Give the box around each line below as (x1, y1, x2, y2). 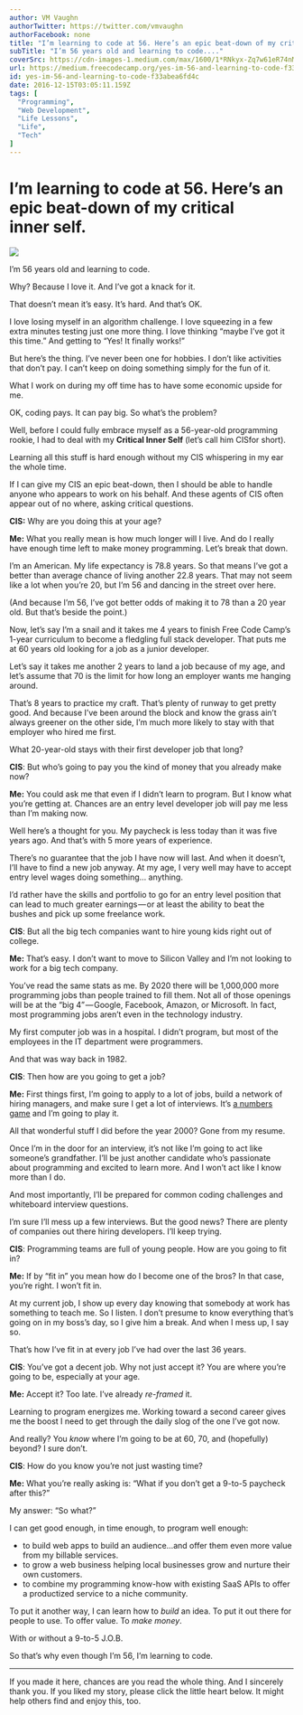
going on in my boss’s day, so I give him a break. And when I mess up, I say (9, 1316, 289, 1327)
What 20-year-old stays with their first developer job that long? (9, 743, 243, 755)
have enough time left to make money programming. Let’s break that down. (9, 542, 289, 553)
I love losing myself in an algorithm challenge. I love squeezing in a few (9, 316, 273, 326)
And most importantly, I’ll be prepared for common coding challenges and (9, 1189, 284, 1200)
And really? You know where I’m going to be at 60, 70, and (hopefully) (9, 1433, 269, 1444)
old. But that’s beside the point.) (9, 607, 128, 617)
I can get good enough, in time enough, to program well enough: (9, 1522, 249, 1533)
